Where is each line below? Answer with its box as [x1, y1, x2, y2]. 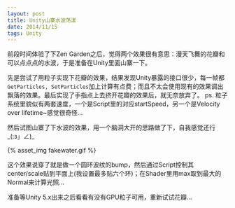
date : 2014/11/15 [7, 23, 58, 30]
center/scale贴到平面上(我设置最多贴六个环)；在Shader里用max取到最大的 [7, 169, 222, 178]
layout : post [7, 10, 45, 18]
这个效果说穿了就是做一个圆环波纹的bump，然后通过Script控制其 [7, 160, 194, 169]
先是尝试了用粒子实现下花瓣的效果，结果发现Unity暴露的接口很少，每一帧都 [7, 74, 225, 82]
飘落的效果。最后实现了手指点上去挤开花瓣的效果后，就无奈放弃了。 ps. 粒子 [7, 91, 228, 99]
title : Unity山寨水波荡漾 [7, 17, 77, 24]
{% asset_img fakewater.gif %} [7, 146, 97, 155]
